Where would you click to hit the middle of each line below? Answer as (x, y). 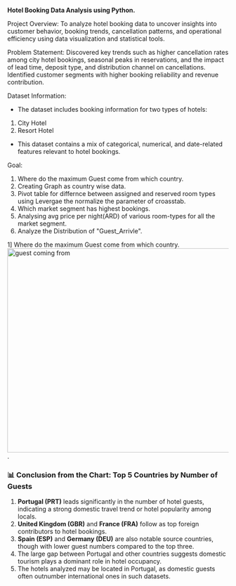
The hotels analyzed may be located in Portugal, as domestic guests (116, 569)
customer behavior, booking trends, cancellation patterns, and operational (114, 31)
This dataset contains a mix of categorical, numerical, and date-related (120, 144)
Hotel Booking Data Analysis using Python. (71, 10)
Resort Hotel (35, 130)
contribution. (26, 82)
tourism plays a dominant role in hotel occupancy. (90, 561)
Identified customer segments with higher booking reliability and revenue (113, 74)
